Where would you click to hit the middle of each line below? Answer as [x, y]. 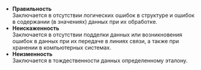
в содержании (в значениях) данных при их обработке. [85, 22]
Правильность [32, 9]
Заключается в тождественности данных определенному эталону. [100, 61]
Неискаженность [36, 28]
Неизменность [32, 54]
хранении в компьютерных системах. [62, 47]
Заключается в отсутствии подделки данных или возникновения [97, 35]
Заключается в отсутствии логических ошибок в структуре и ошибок [103, 15]
